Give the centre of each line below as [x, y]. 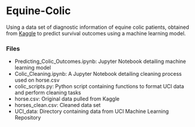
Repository [28, 118]
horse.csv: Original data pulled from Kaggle [67, 99]
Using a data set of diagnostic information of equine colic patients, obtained [97, 27]
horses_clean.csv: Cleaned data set [57, 105]
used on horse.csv [37, 80]
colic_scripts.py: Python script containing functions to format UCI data [99, 86]
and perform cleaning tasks [48, 93]
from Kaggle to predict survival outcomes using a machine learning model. [96, 33]
